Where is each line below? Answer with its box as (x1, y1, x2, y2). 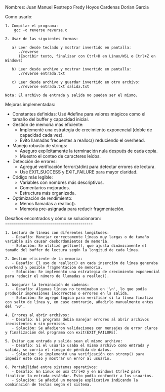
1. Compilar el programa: (5, 23, 58, 28)
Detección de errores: (12, 159, 57, 164)
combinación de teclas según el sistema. (5, 382, 92, 387)
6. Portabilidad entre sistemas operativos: (5, 365, 98, 370)
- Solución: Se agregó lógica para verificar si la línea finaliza (11, 295, 154, 300)
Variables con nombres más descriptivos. (19, 179, 104, 185)
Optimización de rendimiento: (12, 195, 73, 201)
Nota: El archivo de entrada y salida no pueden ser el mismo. (5, 93, 138, 98)
